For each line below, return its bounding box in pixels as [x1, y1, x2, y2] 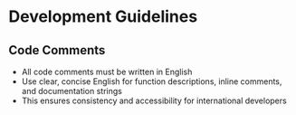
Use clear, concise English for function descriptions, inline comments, [21, 76, 282, 87]
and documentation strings [21, 86, 123, 96]
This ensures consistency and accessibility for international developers [21, 95, 287, 106]
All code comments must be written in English [21, 66, 193, 77]
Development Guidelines [8, 6, 198, 27]
